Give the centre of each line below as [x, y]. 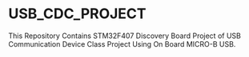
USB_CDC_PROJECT [77, 14]
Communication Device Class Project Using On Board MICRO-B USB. [122, 44]
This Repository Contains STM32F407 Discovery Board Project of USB [125, 36]
